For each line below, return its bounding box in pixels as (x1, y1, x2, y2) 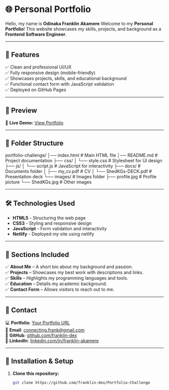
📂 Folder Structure (5, 139, 64, 147)
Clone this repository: (12, 370, 59, 376)
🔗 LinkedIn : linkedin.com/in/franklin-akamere (5, 338, 99, 344)
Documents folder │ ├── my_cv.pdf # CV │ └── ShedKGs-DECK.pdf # (5, 168, 152, 174)
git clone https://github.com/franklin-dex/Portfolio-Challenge (12, 380, 150, 385)
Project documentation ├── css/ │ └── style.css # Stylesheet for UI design (5, 158, 162, 164)
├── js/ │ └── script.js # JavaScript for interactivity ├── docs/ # (5, 163, 141, 169)
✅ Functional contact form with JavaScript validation (5, 81, 114, 87)
